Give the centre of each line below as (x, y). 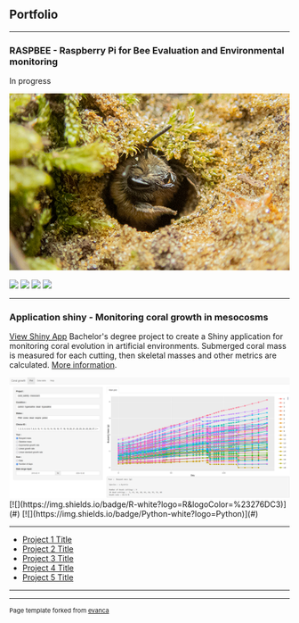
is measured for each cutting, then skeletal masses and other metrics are (143, 355)
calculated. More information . (63, 365)
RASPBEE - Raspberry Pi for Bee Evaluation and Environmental (147, 50)
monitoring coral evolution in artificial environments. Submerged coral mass (148, 346)
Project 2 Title (48, 549)
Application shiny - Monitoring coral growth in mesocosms (139, 317)
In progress (30, 81)
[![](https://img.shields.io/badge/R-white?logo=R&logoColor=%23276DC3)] (148, 504)
